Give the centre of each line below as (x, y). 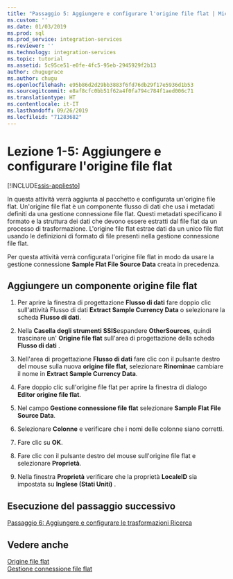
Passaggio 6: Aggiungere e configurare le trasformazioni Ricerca (100, 523)
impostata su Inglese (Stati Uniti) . (67, 484)
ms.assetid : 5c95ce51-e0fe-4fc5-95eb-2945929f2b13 (82, 65)
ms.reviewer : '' (31, 46)
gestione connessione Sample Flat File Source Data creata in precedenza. (114, 264)
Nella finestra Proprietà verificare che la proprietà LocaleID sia (107, 477)
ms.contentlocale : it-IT (43, 104)
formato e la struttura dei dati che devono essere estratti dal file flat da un (112, 221)
